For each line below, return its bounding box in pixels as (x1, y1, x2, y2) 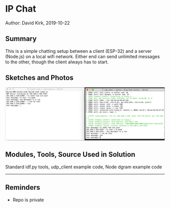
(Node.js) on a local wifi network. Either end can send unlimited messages (5, 53, 160, 59)
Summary (5, 34, 37, 43)
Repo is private (12, 196, 45, 203)
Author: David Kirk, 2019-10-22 (5, 20, 70, 26)
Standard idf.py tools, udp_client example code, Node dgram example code (5, 163, 162, 170)
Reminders (5, 183, 40, 192)
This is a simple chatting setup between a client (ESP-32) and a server (5, 48, 152, 54)
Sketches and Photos (5, 74, 74, 82)
